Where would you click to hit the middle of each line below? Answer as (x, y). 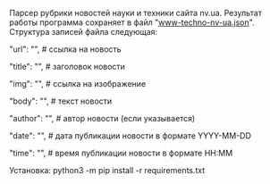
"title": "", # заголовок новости (67, 67)
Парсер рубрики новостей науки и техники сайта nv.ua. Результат (135, 13)
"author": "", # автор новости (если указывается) (102, 118)
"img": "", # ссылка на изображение (78, 84)
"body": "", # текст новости (61, 101)
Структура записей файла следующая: (84, 32)
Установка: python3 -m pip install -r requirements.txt (107, 170)
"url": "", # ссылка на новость (66, 49)
